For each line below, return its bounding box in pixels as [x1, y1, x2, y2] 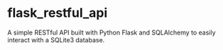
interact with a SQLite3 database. [7, 35, 105, 44]
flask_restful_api [7, 5, 108, 21]
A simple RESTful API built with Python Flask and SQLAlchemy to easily [7, 28, 216, 37]
